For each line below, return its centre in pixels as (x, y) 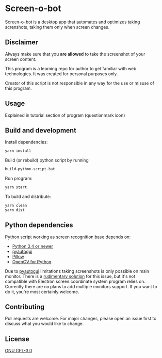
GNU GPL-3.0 (19, 351)
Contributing (25, 307)
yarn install (18, 151)
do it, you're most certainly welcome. (42, 292)
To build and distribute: (28, 196)
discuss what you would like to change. (44, 324)
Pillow (18, 256)
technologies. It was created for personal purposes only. (61, 74)
